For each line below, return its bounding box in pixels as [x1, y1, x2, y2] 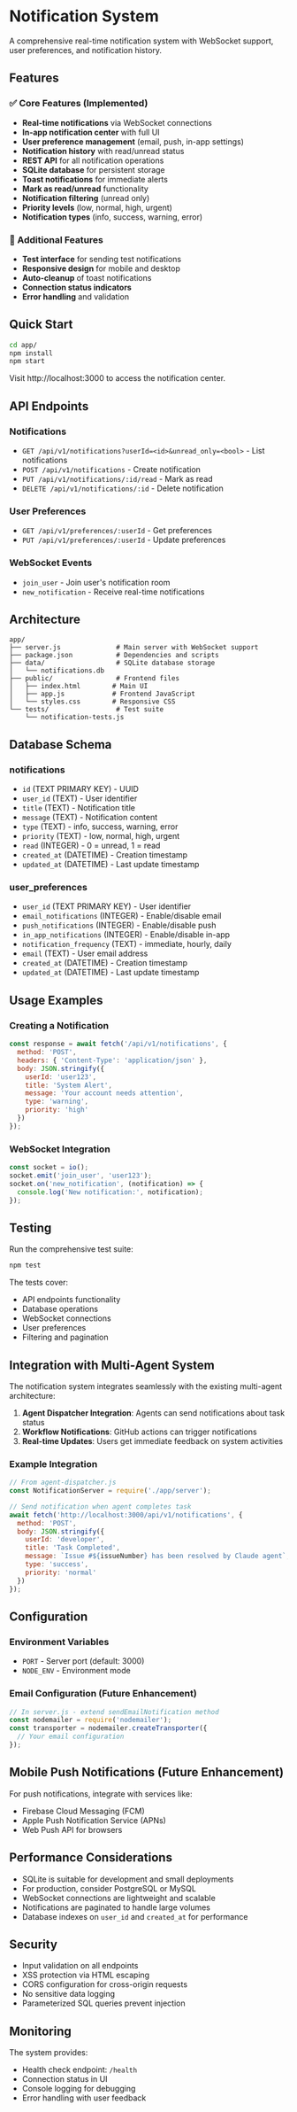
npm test [9, 1261, 42, 1270]
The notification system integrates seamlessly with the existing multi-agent [9, 1380, 283, 1392]
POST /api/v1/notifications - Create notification [21, 464, 202, 475]
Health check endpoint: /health [21, 2064, 138, 2075]
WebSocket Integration [9, 1143, 110, 1155]
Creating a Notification [9, 1019, 109, 1031]
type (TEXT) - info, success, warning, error [21, 821, 179, 832]
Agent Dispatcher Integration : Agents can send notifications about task [21, 1407, 286, 1418]
